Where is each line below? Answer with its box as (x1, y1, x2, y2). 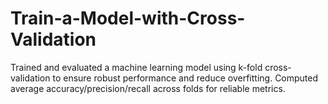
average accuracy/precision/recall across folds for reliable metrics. (10, 82, 286, 94)
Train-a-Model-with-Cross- (10, 7, 246, 30)
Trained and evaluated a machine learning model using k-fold (10, 61, 263, 73)
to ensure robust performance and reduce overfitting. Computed (52, 72, 319, 84)
